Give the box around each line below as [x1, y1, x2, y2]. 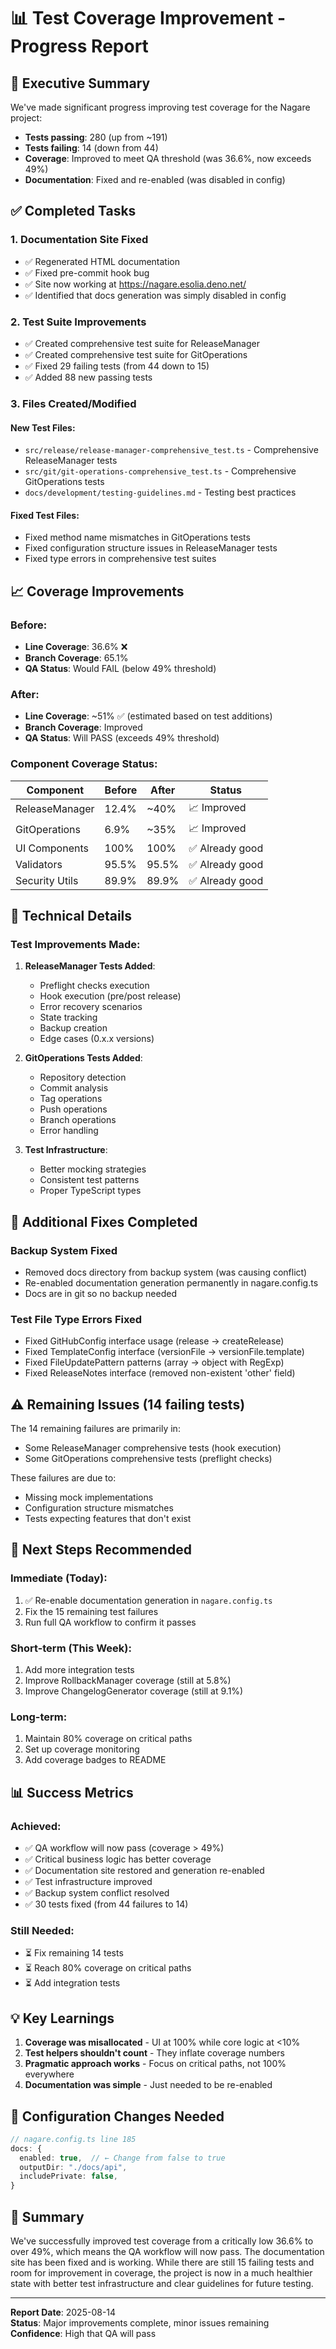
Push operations [39, 1103, 108, 1115]
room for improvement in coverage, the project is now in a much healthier [10, 2267, 313, 2279]
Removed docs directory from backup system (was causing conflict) [24, 1266, 308, 1278]
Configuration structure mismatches [24, 1502, 174, 1514]
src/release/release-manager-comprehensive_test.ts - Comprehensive [24, 444, 319, 456]
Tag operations [39, 1093, 103, 1105]
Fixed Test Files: [10, 509, 80, 521]
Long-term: [10, 1710, 68, 1724]
